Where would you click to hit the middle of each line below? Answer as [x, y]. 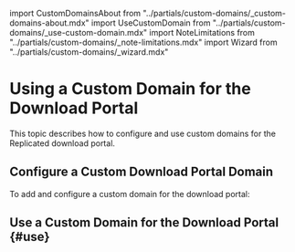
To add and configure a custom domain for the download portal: [130, 194]
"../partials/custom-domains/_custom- [214, 13]
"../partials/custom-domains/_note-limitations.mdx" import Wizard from [143, 42]
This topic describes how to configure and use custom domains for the [143, 133]
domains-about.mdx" [49, 23]
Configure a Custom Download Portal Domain [142, 172]
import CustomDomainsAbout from [75, 13]
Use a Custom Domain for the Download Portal [144, 223]
